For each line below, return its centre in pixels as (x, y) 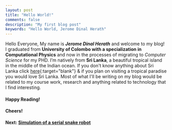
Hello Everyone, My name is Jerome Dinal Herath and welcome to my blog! (85, 44)
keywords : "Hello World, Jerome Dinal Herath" (56, 29)
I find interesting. (23, 87)
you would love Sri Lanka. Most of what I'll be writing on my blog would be (84, 77)
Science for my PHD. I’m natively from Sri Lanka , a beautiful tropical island (84, 60)
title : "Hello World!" (29, 15)
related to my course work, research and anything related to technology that (86, 82)
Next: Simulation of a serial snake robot (48, 122)
